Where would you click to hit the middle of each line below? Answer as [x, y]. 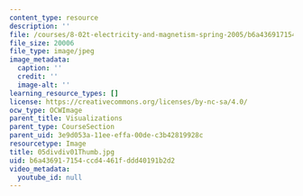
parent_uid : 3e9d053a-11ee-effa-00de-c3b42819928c [106, 135]
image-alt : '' [44, 85]
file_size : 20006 [42, 43]
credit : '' [38, 77]
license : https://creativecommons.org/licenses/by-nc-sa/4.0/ [129, 102]
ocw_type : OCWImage [46, 110]
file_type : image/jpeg [52, 51]
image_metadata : [40, 60]
